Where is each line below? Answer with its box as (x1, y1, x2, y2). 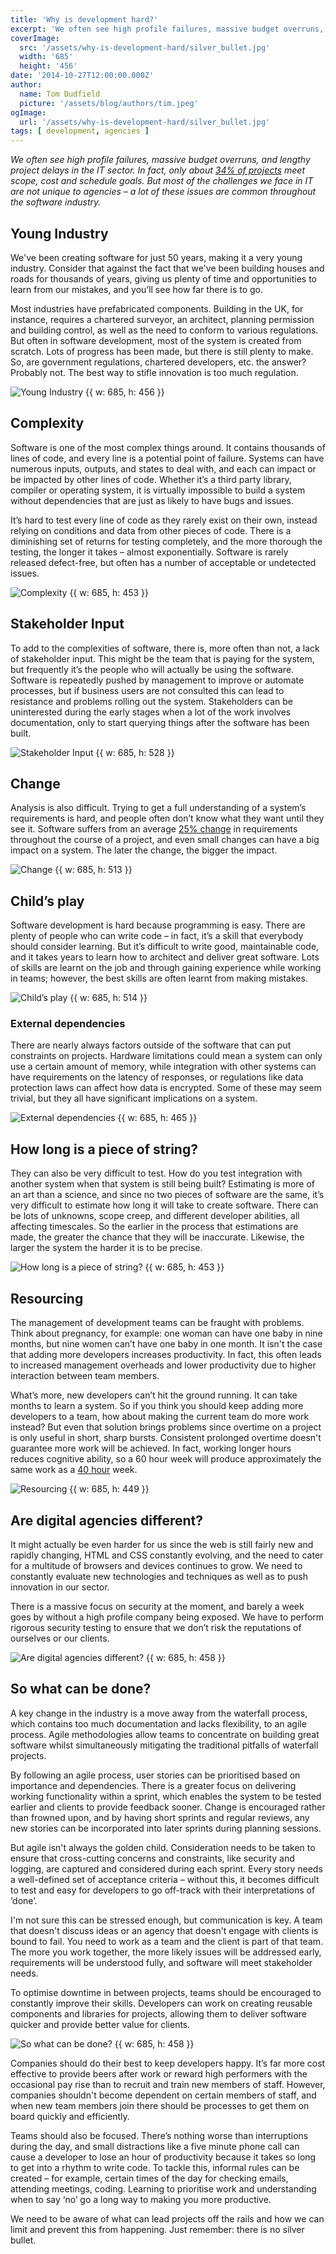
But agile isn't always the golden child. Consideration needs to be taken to (10, 1841, 316, 1853)
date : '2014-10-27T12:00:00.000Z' (10, 71, 155, 81)
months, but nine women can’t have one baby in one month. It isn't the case (10, 1338, 323, 1350)
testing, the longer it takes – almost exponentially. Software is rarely (10, 546, 289, 558)
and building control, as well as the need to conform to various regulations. (10, 324, 319, 336)
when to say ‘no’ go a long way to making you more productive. (10, 2193, 272, 2205)
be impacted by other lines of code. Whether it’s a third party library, (10, 473, 292, 485)
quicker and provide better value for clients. (10, 2018, 191, 2030)
